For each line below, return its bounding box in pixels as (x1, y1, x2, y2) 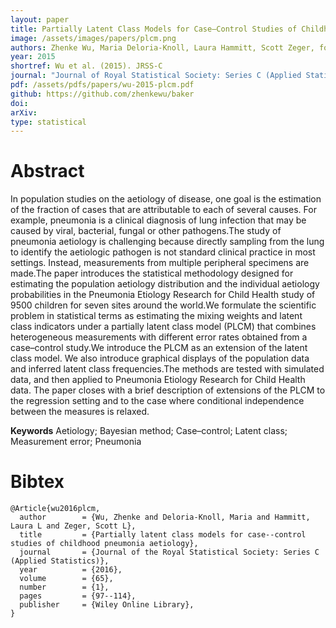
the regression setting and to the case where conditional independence (10, 395, 305, 407)
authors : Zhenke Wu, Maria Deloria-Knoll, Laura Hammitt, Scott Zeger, (10, 42, 315, 53)
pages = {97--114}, (19, 591, 137, 601)
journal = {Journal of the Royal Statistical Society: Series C (19, 547, 320, 558)
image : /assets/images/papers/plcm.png (10, 33, 177, 43)
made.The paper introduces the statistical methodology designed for (10, 267, 294, 280)
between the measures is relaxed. (10, 406, 150, 418)
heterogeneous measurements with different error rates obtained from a (10, 331, 308, 343)
